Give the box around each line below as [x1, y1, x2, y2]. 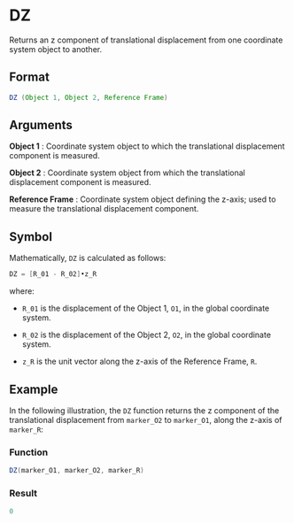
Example [9, 381, 58, 396]
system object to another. [9, 43, 103, 54]
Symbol [9, 229, 53, 244]
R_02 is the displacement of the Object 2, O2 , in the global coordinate [21, 329, 272, 341]
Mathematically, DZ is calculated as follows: [9, 253, 166, 264]
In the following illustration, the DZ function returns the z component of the [9, 404, 280, 416]
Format [9, 70, 50, 85]
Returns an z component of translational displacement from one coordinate [9, 35, 283, 45]
